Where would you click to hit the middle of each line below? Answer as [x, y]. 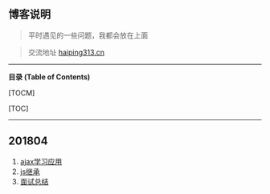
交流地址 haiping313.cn [66, 52]
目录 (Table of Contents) [49, 77]
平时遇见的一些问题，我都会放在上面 [88, 35]
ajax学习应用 [41, 161]
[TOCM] [22, 93]
